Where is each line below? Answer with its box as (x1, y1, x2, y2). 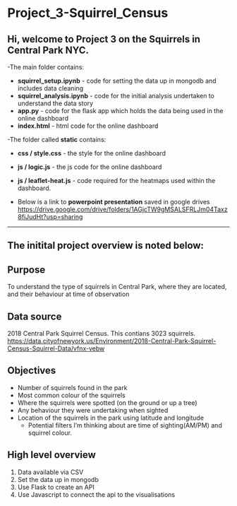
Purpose (7, 264, 46, 276)
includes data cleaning (17, 84, 84, 93)
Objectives (7, 365, 56, 377)
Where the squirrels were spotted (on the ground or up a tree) (17, 398, 197, 407)
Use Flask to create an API (17, 483, 95, 491)
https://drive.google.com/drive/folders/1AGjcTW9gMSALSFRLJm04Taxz (17, 205, 228, 213)
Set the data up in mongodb (17, 475, 99, 483)
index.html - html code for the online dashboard (17, 122, 159, 130)
